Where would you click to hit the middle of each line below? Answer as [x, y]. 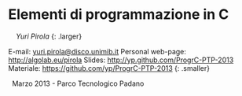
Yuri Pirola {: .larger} [49, 36]
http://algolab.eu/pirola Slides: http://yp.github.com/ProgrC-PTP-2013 [121, 60]
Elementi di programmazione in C [119, 15]
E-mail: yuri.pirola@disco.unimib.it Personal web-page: [97, 51]
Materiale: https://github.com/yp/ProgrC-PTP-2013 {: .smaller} [109, 68]
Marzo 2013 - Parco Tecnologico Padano [78, 83]
